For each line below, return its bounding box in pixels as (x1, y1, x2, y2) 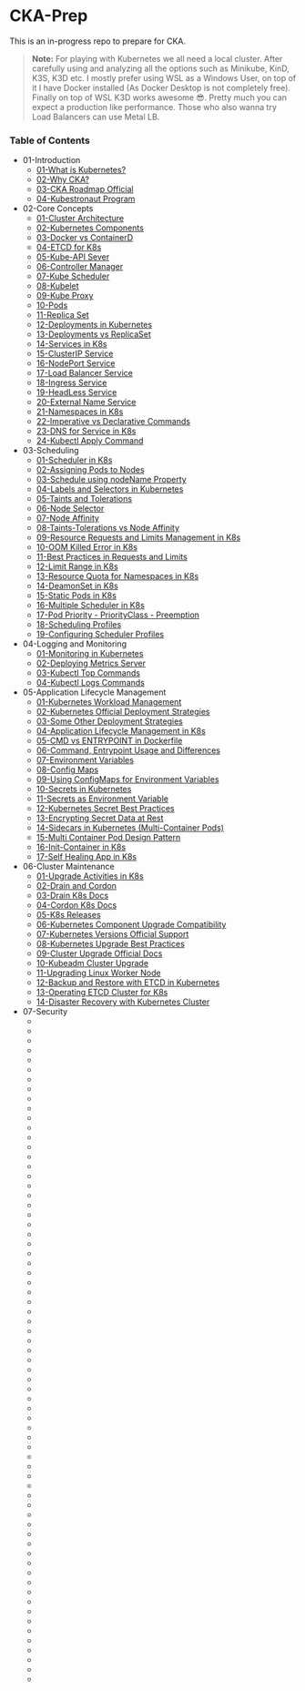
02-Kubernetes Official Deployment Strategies (36, 707, 210, 718)
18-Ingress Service (36, 377, 107, 388)
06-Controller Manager (36, 261, 124, 272)
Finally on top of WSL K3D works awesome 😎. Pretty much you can (31, 92, 288, 103)
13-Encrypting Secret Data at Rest (36, 812, 164, 824)
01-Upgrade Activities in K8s (36, 871, 144, 881)
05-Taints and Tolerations (36, 494, 133, 504)
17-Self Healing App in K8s (36, 851, 137, 862)
